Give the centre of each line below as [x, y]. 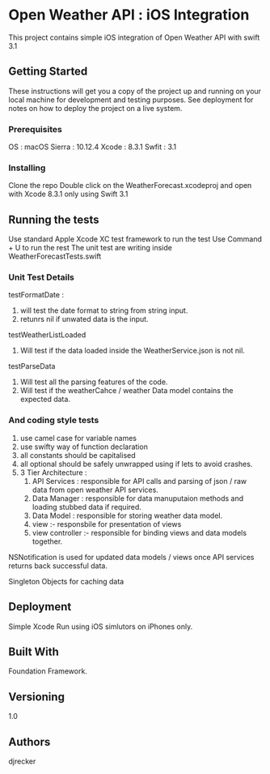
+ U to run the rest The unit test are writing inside [90, 248]
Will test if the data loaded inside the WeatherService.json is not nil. [132, 351]
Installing [27, 168]
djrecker [22, 761]
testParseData [32, 366]
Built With [34, 651]
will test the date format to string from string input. [104, 310]
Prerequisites [35, 129]
